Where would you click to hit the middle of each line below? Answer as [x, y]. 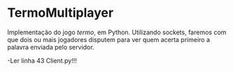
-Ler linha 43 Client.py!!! [42, 60]
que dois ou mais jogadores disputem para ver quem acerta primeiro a [109, 39]
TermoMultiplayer [61, 13]
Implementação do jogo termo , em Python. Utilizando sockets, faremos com [117, 32]
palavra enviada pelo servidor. [51, 47]
